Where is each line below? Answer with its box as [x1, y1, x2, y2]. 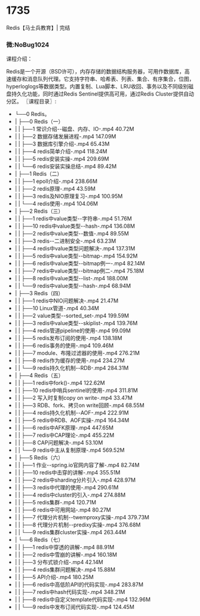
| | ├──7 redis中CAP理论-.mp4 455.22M [14, 431, 115, 439]
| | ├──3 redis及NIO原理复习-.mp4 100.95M [14, 192, 123, 200]
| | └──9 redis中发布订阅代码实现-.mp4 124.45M [14, 603, 134, 611]
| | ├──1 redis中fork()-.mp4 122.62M [14, 379, 106, 387]
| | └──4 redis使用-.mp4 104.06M [14, 200, 99, 207]
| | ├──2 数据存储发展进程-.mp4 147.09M [14, 133, 116, 140]
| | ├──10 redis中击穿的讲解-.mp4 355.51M [14, 469, 121, 476]
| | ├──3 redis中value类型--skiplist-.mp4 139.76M [14, 320, 138, 327]
